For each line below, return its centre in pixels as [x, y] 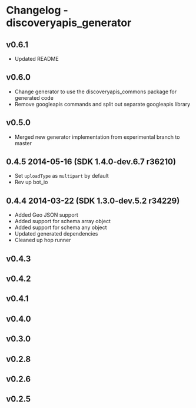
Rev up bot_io [31, 182]
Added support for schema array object [62, 221]
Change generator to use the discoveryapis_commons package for [96, 92]
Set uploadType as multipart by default [62, 176]
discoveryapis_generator [69, 23]
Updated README [36, 59]
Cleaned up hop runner [43, 240]
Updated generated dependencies [56, 234]
